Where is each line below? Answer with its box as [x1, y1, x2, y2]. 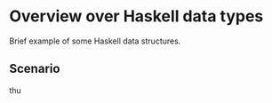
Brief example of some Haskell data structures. [9, 36, 181, 46]
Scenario [9, 61, 60, 76]
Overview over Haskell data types [9, 6, 264, 27]
